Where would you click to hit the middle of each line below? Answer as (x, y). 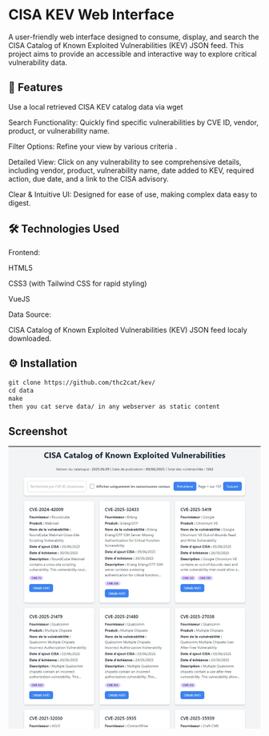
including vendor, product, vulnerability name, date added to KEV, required (131, 170)
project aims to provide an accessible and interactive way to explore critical (133, 54)
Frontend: (24, 252)
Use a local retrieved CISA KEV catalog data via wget (96, 106)
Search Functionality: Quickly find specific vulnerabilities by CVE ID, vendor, (133, 122)
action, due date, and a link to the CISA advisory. (89, 178)
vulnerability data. (38, 62)
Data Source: (30, 314)
